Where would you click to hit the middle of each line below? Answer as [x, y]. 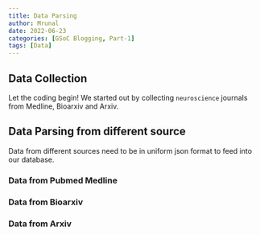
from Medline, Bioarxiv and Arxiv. [64, 106]
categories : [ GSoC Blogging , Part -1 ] [72, 38]
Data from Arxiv [40, 224]
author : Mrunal [34, 23]
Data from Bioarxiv [45, 202]
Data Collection [48, 78]
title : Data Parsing [43, 16]
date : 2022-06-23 [37, 31]
